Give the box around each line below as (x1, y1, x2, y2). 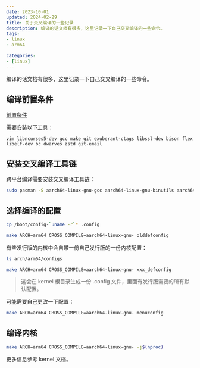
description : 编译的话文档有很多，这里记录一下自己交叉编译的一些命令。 (6, 25, 165, 32)
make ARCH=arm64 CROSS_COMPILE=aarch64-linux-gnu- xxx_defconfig (6, 266, 171, 273)
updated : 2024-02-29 (6, 14, 58, 20)
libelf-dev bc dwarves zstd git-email (6, 141, 102, 147)
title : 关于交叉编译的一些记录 (6, 20, 74, 26)
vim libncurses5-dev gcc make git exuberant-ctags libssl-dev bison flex (6, 136, 193, 142)
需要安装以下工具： (6, 124, 54, 131)
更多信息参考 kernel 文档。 (6, 355, 71, 363)
